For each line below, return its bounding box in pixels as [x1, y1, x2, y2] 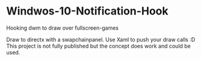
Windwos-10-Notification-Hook [6, 4, 169, 18]
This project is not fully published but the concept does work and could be [6, 42, 191, 50]
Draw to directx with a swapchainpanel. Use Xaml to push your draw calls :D [6, 36, 196, 43]
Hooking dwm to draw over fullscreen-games [6, 24, 119, 31]
